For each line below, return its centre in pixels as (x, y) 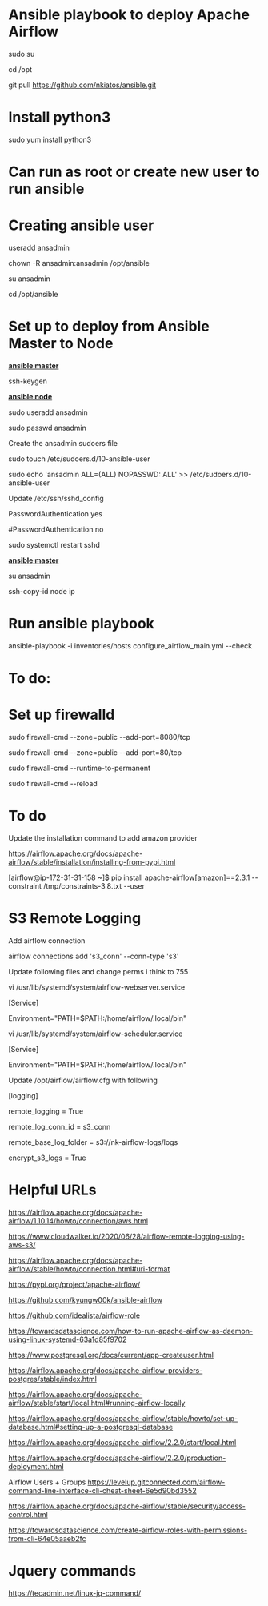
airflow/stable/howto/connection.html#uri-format (89, 1269)
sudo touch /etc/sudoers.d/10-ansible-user (79, 459)
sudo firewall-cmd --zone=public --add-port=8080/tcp (99, 737)
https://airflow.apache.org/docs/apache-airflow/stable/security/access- (127, 1506)
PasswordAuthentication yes (55, 513)
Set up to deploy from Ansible (109, 327)
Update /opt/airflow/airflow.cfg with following (83, 1080)
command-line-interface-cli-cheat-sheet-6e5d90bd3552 (103, 1490)
